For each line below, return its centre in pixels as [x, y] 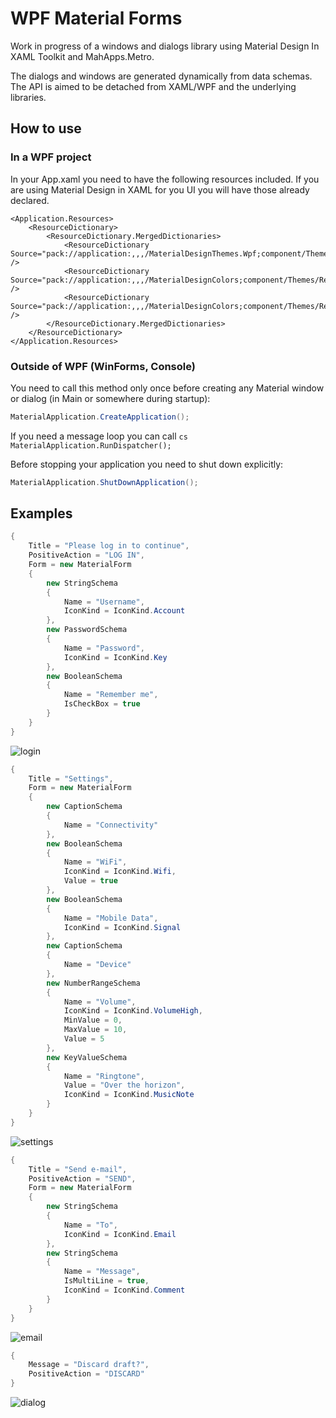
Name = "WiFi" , [95, 862]
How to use [46, 128]
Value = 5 [84, 1039]
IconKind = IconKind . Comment [124, 1290]
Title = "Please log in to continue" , [109, 546]
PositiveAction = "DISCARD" [86, 1374]
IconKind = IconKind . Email [120, 1234]
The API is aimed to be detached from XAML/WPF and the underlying [153, 86]
